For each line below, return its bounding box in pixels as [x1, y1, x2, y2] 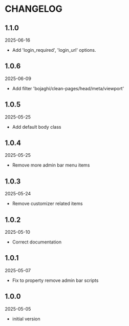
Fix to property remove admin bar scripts [12, 277, 99, 283]
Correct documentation [12, 239, 62, 245]
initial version [12, 316, 40, 322]
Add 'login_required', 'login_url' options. [12, 47, 96, 53]
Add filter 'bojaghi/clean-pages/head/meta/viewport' [12, 85, 124, 91]
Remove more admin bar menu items [12, 162, 90, 168]
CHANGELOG [5, 3, 62, 15]
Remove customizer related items [12, 200, 83, 207]
